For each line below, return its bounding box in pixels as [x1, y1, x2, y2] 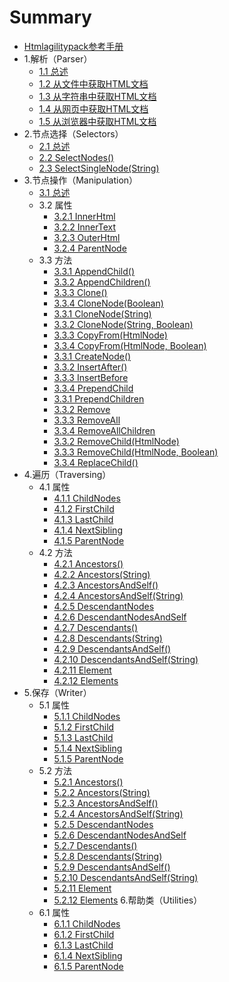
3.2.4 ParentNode [53, 242, 127, 254]
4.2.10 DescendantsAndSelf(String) [53, 653, 199, 665]
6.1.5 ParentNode [53, 960, 124, 972]
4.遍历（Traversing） [23, 468, 112, 480]
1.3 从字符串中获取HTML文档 [38, 90, 157, 102]
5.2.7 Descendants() [53, 839, 138, 851]
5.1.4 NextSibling [53, 742, 123, 754]
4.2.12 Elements [53, 674, 119, 686]
